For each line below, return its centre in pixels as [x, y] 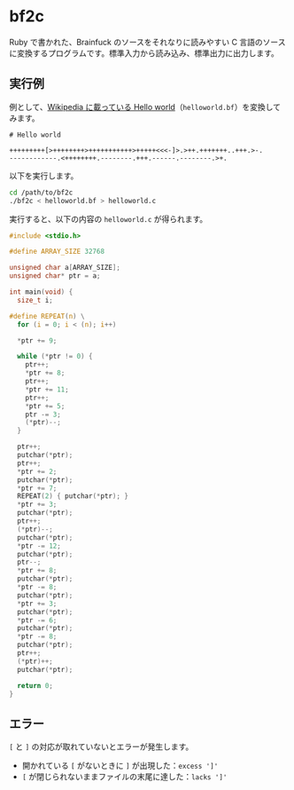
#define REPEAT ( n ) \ [47, 316]
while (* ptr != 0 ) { [55, 357]
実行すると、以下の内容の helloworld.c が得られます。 [108, 218]
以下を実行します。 [44, 176]
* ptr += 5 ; [45, 406]
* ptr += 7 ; [37, 488]
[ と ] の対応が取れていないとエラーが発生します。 [101, 747]
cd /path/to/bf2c [41, 193]
